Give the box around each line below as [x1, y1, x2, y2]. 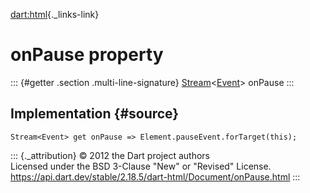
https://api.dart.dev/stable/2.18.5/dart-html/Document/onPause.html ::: [10, 170, 301, 183]
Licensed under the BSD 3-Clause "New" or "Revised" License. [10, 160, 272, 172]
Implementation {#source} [10, 105, 180, 123]
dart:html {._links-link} [10, 9, 100, 20]
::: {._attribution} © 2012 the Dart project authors [10, 149, 210, 161]
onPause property [10, 44, 164, 66]
